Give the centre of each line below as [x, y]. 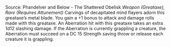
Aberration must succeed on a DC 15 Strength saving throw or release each [84, 34]
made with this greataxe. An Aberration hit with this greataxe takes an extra [84, 23]
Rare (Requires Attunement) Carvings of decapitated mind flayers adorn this [85, 12]
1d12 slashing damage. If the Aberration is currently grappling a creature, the [85, 28]
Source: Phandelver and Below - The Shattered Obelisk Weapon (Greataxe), [85, 7]
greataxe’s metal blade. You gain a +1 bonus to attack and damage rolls [80, 18]
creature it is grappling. [30, 39]
